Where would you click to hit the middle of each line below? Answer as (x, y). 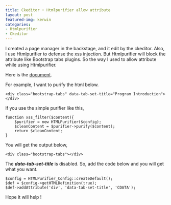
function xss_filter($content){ (40, 117)
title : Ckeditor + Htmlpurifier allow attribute (58, 10)
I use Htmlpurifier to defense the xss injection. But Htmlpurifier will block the (86, 54)
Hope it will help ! (23, 197)
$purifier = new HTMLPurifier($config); (58, 122)
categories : (18, 24)
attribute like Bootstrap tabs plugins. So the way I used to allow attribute (81, 59)
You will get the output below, (36, 145)
